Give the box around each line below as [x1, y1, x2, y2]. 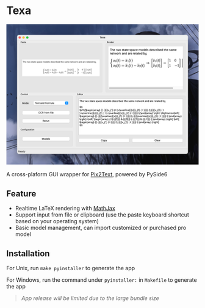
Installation [6, 248, 50, 259]
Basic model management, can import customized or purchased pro [15, 224, 187, 232]
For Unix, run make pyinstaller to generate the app [6, 265, 135, 272]
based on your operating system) [15, 218, 99, 225]
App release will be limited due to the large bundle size [21, 295, 160, 302]
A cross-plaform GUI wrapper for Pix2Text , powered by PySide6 [6, 171, 168, 178]
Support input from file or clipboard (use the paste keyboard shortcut [15, 211, 189, 218]
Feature [6, 188, 37, 199]
